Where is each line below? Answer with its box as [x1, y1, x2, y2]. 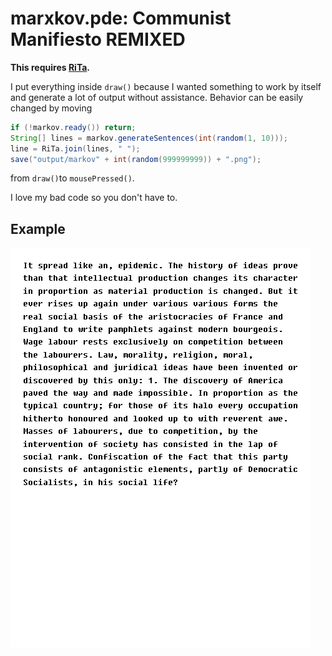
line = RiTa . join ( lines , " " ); [10, 143, 141, 154]
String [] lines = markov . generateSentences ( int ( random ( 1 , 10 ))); [10, 133, 289, 143]
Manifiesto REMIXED [10, 28, 186, 51]
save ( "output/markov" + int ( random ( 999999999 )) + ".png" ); [10, 154, 262, 164]
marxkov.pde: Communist [10, 7, 232, 30]
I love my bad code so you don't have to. [10, 192, 178, 204]
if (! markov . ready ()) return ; [10, 122, 137, 132]
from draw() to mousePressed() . [10, 172, 135, 184]
